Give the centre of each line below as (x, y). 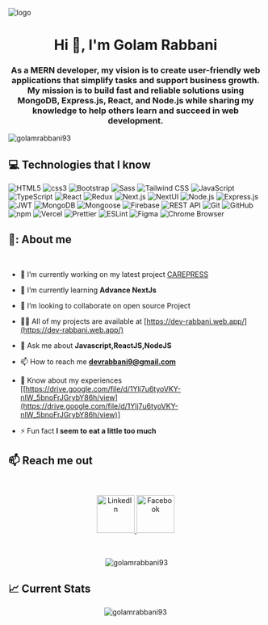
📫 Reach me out (50, 460)
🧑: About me (40, 239)
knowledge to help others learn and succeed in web (136, 111)
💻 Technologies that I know (80, 164)
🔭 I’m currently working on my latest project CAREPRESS (114, 275)
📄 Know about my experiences (71, 380)
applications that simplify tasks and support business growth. (136, 81)
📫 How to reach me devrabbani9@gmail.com (98, 362)
